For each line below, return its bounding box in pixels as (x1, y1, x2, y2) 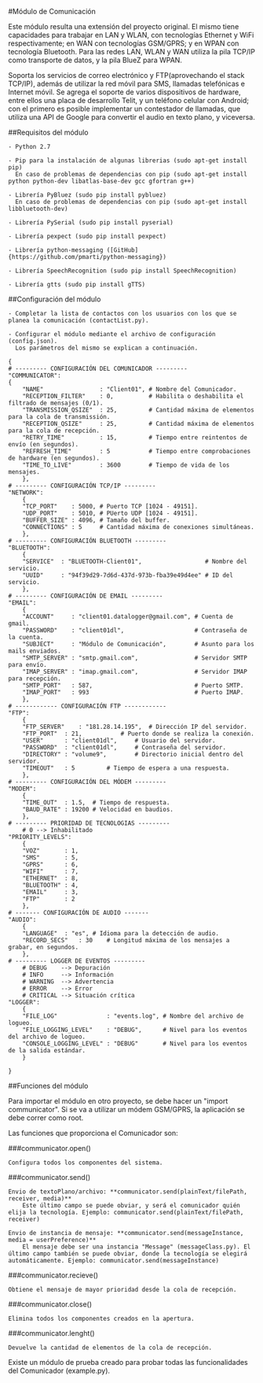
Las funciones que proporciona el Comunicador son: (8, 1129, 178, 1137)
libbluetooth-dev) (8, 205, 68, 213)
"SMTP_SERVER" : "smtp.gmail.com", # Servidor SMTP (22, 654, 247, 662)
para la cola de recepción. (8, 427, 100, 434)
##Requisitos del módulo (8, 128, 89, 137)
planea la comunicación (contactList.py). (8, 316, 149, 324)
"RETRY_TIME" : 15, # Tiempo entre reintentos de (22, 434, 247, 442)
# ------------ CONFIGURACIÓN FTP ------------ (8, 702, 167, 710)
